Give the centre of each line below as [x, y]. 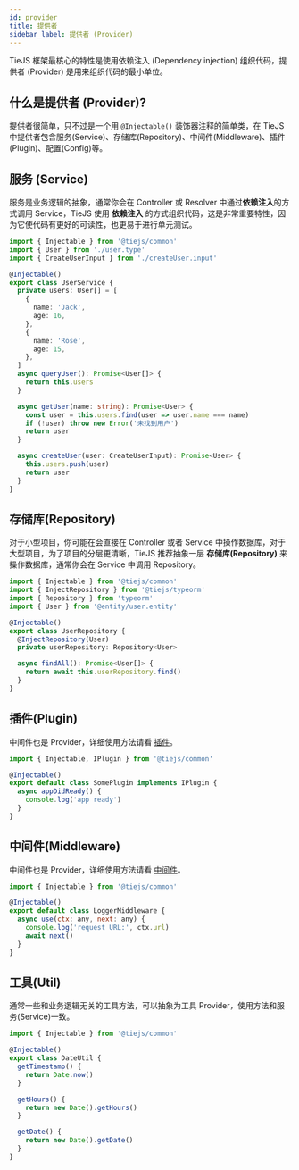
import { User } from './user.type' [77, 250]
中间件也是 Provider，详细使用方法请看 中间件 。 [97, 869]
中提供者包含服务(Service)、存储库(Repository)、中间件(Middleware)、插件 [147, 137]
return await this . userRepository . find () [103, 672]
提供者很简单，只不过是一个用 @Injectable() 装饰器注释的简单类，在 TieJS [147, 126]
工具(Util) [35, 982]
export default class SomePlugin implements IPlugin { [113, 783]
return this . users [59, 382]
